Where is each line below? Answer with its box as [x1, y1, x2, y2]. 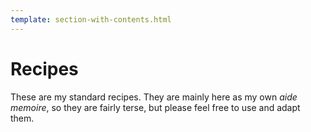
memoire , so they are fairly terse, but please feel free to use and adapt [10, 101, 301, 113]
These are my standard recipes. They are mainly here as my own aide [10, 91, 298, 103]
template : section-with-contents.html [10, 14, 172, 25]
